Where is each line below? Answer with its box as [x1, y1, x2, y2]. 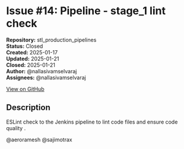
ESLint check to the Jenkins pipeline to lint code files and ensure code [6, 118, 178, 125]
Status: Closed [6, 43, 43, 50]
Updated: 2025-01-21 [6, 55, 59, 62]
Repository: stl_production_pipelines [6, 36, 97, 43]
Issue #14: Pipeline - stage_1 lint [6, 4, 166, 18]
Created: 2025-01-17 [6, 48, 58, 56]
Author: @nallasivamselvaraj [6, 67, 77, 74]
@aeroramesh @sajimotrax [6, 136, 72, 143]
